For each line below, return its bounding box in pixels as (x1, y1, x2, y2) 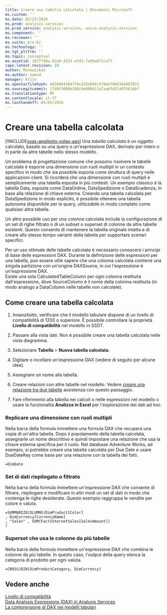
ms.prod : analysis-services (5, 21, 64, 26)
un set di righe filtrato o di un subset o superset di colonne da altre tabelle (5, 221, 157, 227)
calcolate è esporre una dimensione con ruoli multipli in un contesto (5, 164, 145, 170)
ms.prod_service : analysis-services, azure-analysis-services (5, 26, 137, 31)
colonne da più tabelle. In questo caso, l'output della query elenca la (5, 552, 146, 558)
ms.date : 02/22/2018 (5, 16, 48, 21)
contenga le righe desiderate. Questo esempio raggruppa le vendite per (5, 495, 153, 501)
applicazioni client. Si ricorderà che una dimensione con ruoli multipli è (5, 174, 151, 180)
